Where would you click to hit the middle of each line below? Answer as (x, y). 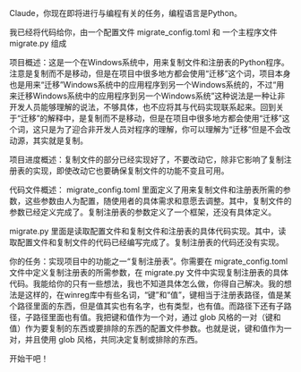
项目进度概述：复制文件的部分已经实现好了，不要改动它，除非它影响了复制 (146, 160)
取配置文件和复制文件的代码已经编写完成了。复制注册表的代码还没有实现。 (146, 242)
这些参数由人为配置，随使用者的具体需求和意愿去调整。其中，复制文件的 (158, 201)
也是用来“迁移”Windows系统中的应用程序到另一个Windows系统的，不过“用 (147, 85)
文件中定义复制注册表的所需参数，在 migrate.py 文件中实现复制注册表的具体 (149, 272)
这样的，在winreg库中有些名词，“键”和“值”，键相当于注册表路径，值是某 (158, 295)
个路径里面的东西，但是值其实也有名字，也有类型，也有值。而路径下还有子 (146, 306)
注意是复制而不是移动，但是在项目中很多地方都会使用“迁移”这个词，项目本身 (150, 73)
